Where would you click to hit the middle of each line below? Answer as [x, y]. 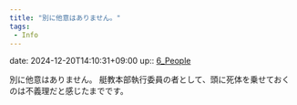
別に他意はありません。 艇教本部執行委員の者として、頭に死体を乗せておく [149, 79]
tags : [20, 26]
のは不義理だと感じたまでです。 [69, 91]
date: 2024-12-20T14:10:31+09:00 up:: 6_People [100, 61]
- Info [26, 35]
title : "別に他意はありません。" [65, 18]
